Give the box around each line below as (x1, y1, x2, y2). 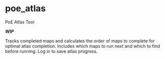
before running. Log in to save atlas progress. (5, 48, 98, 54)
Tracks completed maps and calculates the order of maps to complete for (5, 38, 155, 44)
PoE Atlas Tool (5, 19, 35, 25)
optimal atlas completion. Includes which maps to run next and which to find (5, 43, 161, 49)
